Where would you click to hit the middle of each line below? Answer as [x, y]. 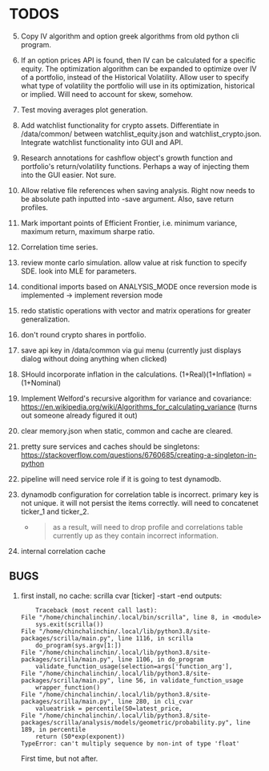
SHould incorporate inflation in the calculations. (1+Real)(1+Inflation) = [137, 374]
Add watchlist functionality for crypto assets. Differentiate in [120, 125]
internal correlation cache [63, 551]
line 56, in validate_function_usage [181, 680]
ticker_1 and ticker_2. [55, 511]
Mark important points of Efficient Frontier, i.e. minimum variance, [129, 223]
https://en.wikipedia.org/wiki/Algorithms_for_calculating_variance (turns [139, 406]
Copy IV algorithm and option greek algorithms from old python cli [130, 36]
